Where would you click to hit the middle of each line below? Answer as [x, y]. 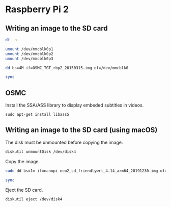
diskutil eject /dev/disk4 [34, 199]
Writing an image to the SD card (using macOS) [81, 130]
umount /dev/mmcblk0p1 [29, 49]
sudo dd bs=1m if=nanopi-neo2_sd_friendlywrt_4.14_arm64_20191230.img [82, 171]
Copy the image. [22, 161]
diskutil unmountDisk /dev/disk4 [41, 151]
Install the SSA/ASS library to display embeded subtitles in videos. [75, 105]
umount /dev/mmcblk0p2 [29, 54]
